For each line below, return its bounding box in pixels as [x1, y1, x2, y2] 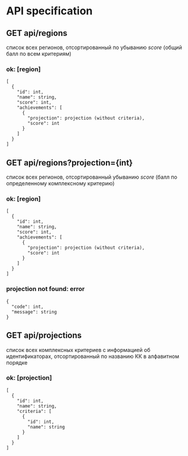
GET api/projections [6, 330, 82, 341]
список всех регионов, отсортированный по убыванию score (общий [6, 44, 183, 51]
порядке [6, 359, 28, 366]
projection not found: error [6, 285, 85, 293]
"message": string [11, 309, 58, 315]
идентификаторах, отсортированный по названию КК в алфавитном [6, 353, 180, 360]
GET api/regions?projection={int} [6, 157, 133, 168]
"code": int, [11, 304, 44, 310]
